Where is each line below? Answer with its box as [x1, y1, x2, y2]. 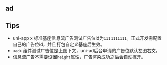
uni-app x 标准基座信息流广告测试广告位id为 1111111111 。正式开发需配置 [12, 35, 162, 41]
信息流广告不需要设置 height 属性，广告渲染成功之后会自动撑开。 [12, 54, 146, 60]
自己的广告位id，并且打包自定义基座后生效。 [12, 41, 105, 47]
